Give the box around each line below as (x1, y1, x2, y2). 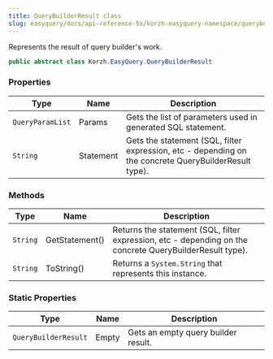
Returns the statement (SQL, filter (112, 224, 241, 236)
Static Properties (8, 292, 77, 303)
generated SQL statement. (125, 121, 227, 132)
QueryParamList (12, 117, 71, 127)
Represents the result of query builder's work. (8, 41, 162, 51)
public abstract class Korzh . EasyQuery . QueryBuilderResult (8, 58, 213, 66)
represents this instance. (112, 267, 207, 279)
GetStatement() (45, 234, 106, 245)
